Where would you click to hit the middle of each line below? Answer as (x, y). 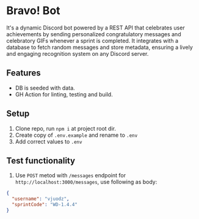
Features (24, 73)
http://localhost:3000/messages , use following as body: (86, 182)
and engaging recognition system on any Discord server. (78, 53)
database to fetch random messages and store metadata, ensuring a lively (100, 47)
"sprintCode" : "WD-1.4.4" (45, 205)
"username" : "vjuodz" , (41, 199)
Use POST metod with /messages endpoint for (71, 175)
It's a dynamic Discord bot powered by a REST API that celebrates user (96, 28)
